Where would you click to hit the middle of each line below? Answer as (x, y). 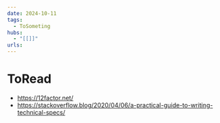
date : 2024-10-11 (32, 13)
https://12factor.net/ (45, 98)
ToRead (29, 79)
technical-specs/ (41, 112)
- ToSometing (32, 26)
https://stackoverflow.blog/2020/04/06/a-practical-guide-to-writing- (115, 105)
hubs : (15, 32)
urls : (15, 45)
